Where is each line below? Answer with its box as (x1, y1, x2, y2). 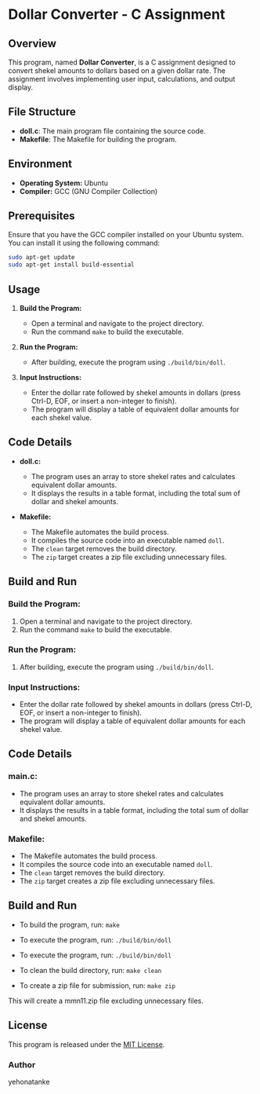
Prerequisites (8, 210, 75, 223)
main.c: (8, 771, 38, 782)
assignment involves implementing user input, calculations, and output (8, 75, 236, 83)
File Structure (8, 105, 76, 119)
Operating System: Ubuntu (19, 178, 108, 188)
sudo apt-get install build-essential (8, 261, 135, 269)
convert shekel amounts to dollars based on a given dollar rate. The (8, 66, 226, 75)
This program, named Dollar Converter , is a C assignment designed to (8, 57, 237, 67)
